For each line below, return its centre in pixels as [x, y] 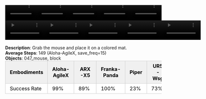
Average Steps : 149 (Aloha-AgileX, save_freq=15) [56, 53]
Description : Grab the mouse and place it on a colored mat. [66, 48]
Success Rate [26, 89]
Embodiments [27, 72]
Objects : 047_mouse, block [33, 58]
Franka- [111, 69]
